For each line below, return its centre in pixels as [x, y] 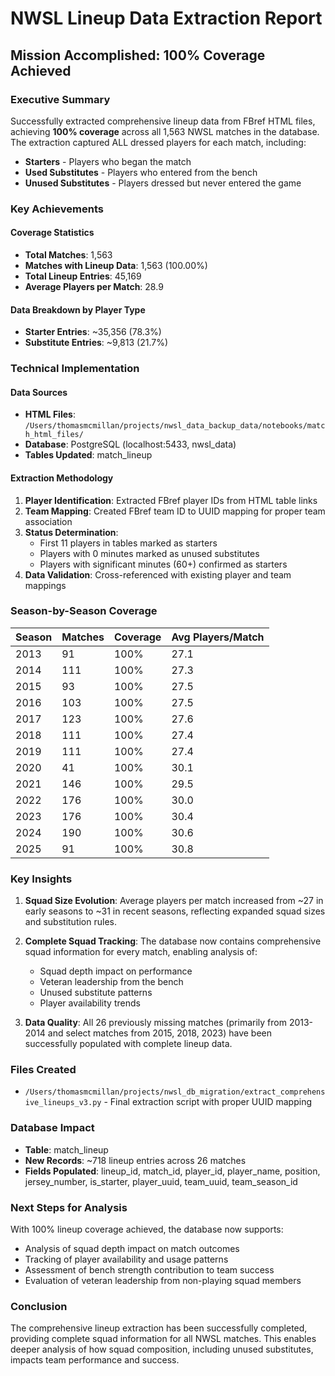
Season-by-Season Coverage [84, 611]
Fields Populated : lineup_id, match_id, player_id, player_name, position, [172, 1171]
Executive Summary [60, 99]
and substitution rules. [70, 922]
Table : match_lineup [66, 1149]
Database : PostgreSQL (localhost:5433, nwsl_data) [130, 444]
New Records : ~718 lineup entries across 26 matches [135, 1160]
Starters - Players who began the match [108, 161]
